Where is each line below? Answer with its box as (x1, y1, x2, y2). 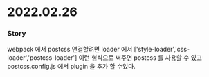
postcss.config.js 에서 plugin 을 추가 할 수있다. (7, 63, 136, 71)
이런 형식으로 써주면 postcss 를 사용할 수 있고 (78, 54, 203, 62)
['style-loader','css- (134, 45, 190, 54)
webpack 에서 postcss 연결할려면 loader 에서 (7, 45, 133, 54)
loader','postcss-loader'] (7, 54, 78, 62)
